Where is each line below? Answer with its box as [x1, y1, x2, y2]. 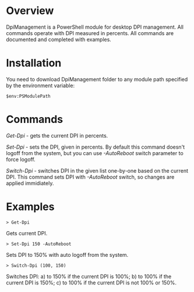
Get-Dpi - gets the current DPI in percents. [6, 132, 108, 139]
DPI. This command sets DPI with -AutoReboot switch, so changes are [6, 173, 175, 180]
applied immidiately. [6, 180, 54, 187]
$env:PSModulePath [6, 93, 51, 99]
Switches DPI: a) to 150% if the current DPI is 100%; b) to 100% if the [6, 273, 172, 280]
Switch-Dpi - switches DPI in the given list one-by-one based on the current [6, 167, 188, 174]
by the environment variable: [6, 82, 75, 89]
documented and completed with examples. [6, 36, 112, 43]
